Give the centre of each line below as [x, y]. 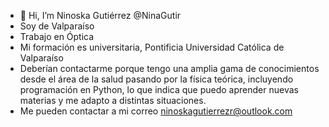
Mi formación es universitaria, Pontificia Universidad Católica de [152, 47]
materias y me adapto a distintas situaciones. [113, 100]
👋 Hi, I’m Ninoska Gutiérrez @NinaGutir [100, 15]
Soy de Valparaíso [57, 26]
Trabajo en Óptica [57, 36]
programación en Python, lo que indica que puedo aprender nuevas [159, 89]
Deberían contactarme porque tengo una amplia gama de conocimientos [169, 68]
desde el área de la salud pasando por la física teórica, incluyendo [156, 79]
